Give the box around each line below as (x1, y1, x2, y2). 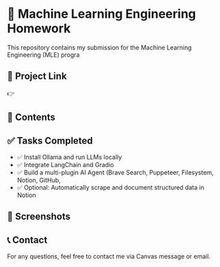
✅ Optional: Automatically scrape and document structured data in (16, 183, 205, 191)
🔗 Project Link (7, 71, 67, 82)
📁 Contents (7, 112, 56, 123)
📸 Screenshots (7, 211, 71, 222)
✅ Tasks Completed (7, 135, 94, 147)
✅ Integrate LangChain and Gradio (16, 160, 114, 168)
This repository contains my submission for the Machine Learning (7, 43, 192, 51)
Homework (7, 21, 71, 36)
